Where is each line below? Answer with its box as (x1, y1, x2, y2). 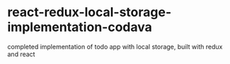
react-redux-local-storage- (7, 4, 172, 20)
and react (7, 50, 35, 58)
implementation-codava (7, 19, 152, 35)
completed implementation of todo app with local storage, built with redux (7, 42, 223, 51)
